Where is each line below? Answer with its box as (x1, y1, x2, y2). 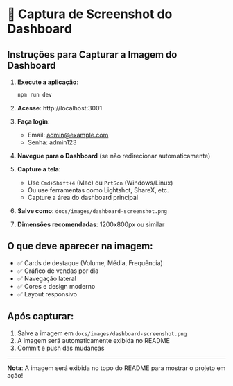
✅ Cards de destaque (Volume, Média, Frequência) (17, 258, 163, 267)
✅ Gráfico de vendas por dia (17, 267, 99, 275)
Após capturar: (7, 310, 74, 322)
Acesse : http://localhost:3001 (17, 103, 103, 112)
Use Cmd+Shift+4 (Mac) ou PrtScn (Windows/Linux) (27, 178, 173, 187)
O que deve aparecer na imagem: (7, 240, 154, 252)
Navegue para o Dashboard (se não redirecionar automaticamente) (17, 151, 211, 160)
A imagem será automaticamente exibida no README (17, 336, 170, 344)
